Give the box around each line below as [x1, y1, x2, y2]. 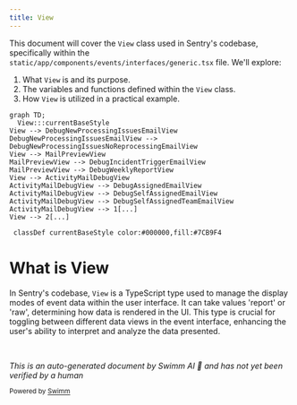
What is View [9, 257, 110, 278]
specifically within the [9, 47, 90, 58]
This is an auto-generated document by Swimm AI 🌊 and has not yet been [9, 360, 284, 371]
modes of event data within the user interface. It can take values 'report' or [9, 297, 286, 307]
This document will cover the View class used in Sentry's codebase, [9, 38, 259, 48]
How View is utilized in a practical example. [21, 93, 181, 104]
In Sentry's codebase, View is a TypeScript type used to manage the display [9, 288, 289, 298]
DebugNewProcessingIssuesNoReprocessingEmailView [9, 142, 199, 151]
